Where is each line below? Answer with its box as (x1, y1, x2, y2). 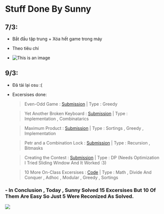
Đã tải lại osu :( (12, 82, 43, 88)
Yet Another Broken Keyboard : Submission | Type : (24, 110, 128, 116)
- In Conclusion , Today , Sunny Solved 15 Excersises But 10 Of (5, 187, 156, 193)
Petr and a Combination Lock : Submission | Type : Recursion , (24, 140, 150, 145)
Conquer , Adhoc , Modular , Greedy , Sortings (24, 174, 118, 180)
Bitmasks (24, 145, 43, 151)
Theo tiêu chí (12, 46, 39, 51)
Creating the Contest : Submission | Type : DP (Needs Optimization (24, 154, 160, 160)
